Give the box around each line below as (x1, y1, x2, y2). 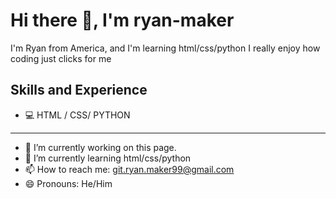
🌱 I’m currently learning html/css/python (24, 152, 192, 164)
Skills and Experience (10, 82, 148, 99)
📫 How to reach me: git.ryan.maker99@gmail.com (24, 163, 235, 175)
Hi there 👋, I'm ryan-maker (10, 9, 235, 32)
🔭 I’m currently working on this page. (24, 141, 177, 153)
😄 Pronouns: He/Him (24, 177, 113, 189)
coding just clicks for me (10, 52, 112, 64)
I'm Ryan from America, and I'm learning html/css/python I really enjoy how (10, 42, 321, 54)
